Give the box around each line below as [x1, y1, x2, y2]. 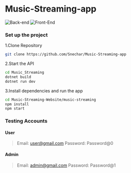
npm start [5, 106, 25, 111]
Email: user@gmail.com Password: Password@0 [16, 141, 114, 146]
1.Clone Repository [5, 43, 43, 48]
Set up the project [5, 31, 48, 38]
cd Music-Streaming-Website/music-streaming [5, 97, 96, 102]
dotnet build [5, 74, 31, 79]
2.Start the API [5, 61, 34, 66]
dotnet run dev [5, 79, 36, 84]
